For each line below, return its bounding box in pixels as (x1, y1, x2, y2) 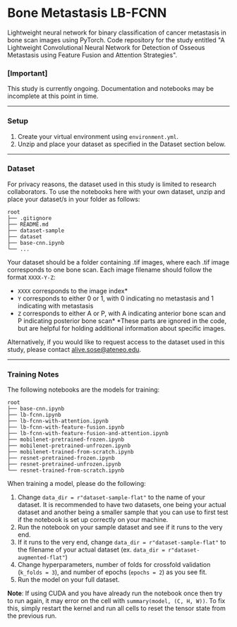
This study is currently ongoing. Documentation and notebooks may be (7, 85, 214, 93)
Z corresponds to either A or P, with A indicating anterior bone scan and (17, 309, 226, 317)
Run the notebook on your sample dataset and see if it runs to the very (17, 523, 223, 532)
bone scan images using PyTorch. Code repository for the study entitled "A (7, 35, 225, 44)
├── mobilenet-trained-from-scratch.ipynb (7, 449, 134, 456)
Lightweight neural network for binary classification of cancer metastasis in (7, 28, 227, 37)
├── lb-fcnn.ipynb (7, 411, 61, 419)
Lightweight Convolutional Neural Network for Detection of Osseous (7, 43, 205, 51)
